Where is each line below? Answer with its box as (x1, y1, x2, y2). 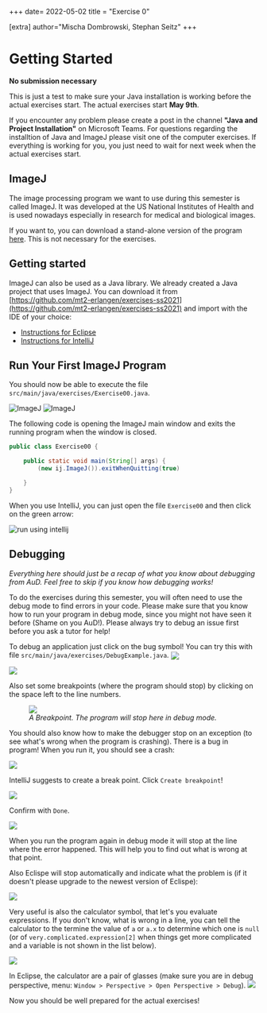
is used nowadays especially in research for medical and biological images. (9, 210, 256, 219)
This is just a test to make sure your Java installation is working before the (9, 91, 252, 101)
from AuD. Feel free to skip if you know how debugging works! (9, 577, 214, 586)
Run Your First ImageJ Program (9, 358, 167, 372)
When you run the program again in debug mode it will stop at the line (9, 836, 238, 845)
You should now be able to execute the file (9, 380, 149, 389)
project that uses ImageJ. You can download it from (9, 286, 178, 296)
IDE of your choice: (9, 311, 72, 321)
